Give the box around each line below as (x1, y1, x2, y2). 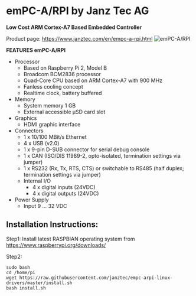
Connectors (14, 127, 44, 134)
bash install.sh (6, 285, 46, 291)
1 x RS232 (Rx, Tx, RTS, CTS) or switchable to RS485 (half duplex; (23, 164, 184, 172)
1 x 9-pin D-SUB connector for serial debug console (23, 146, 150, 153)
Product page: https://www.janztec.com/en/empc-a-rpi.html (6, 35, 153, 42)
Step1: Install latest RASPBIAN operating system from (6, 235, 135, 242)
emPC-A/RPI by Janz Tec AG (6, 4, 149, 18)
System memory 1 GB (23, 102, 76, 109)
